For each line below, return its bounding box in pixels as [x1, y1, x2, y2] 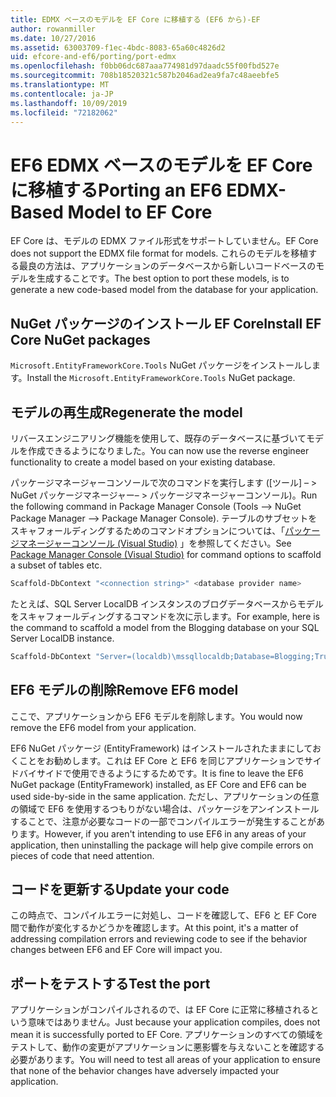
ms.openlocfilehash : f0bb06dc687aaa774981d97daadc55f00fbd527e [10, 61, 280, 71]
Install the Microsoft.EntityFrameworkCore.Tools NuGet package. [26, 372, 296, 384]
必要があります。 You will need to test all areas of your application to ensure [10, 1054, 321, 1066]
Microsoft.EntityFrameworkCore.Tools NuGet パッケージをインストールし [10, 359, 312, 371]
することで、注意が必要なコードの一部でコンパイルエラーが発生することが [10, 815, 317, 827]
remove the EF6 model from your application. [10, 721, 197, 733]
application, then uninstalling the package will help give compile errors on [10, 839, 314, 851]
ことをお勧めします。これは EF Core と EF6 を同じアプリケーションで [18, 754, 305, 766]
